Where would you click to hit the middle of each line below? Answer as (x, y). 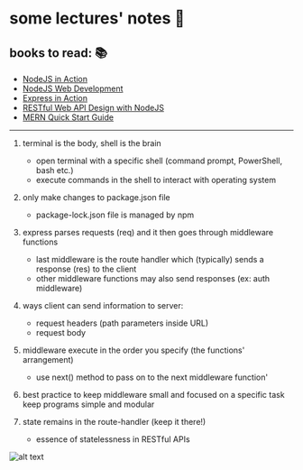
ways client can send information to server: (103, 305)
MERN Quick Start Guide (68, 117)
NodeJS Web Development (73, 88)
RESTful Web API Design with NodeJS (93, 108)
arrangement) (48, 359)
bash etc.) (55, 170)
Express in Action (55, 98)
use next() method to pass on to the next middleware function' (152, 377)
